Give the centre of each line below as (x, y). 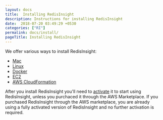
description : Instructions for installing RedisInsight (64, 19)
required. (14, 112)
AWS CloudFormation (34, 81)
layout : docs (19, 10)
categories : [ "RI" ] (25, 28)
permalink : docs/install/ (32, 33)
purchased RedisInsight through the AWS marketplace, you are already (78, 102)
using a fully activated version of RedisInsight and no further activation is (80, 107)
